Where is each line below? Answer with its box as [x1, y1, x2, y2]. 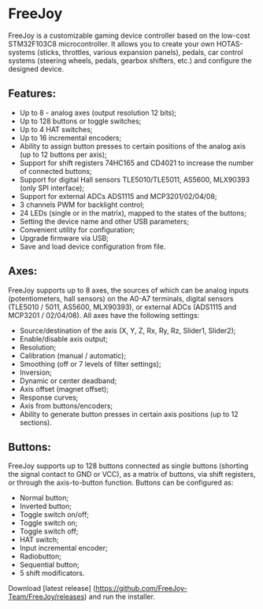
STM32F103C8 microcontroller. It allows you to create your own [8, 39, 215, 48]
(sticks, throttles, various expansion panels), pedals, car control [36, 47, 243, 57]
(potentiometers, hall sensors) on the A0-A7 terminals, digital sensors [8, 293, 234, 303]
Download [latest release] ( [8, 584, 96, 593]
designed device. [8, 64, 65, 73]
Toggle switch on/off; [19, 510, 89, 519]
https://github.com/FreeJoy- [95, 584, 187, 593]
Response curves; [19, 393, 79, 402]
